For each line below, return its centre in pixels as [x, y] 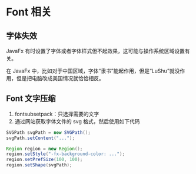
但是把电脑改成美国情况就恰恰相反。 [60, 78]
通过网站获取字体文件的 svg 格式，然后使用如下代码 [77, 121]
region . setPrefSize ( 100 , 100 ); [44, 160]
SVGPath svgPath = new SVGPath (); [49, 132]
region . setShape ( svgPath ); [39, 165]
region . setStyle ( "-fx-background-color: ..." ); [66, 154]
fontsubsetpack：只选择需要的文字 [57, 114]
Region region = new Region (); [44, 149]
